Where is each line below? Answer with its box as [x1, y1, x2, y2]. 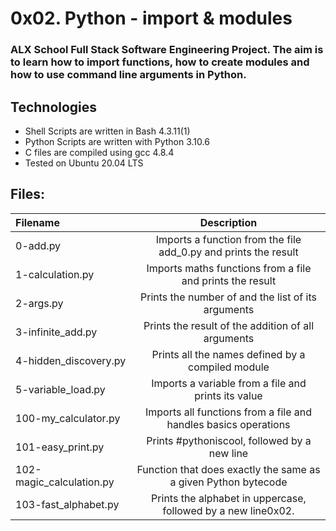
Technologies [10, 98, 98, 116]
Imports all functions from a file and [144, 405, 313, 419]
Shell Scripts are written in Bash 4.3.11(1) [24, 125, 191, 137]
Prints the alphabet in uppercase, [151, 491, 307, 505]
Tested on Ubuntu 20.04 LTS [24, 157, 144, 169]
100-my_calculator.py [15, 411, 121, 425]
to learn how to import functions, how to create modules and [10, 55, 310, 69]
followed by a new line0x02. [162, 503, 295, 517]
